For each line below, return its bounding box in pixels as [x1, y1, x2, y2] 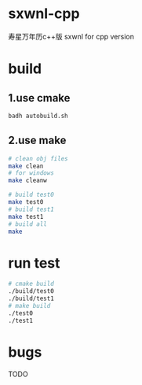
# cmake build [8, 280, 55, 288]
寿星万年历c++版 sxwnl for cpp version [8, 31, 135, 41]
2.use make [8, 134, 67, 147]
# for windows [8, 169, 55, 177]
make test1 [8, 213, 44, 220]
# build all [8, 220, 47, 228]
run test [8, 254, 60, 272]
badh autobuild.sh [8, 112, 68, 120]
